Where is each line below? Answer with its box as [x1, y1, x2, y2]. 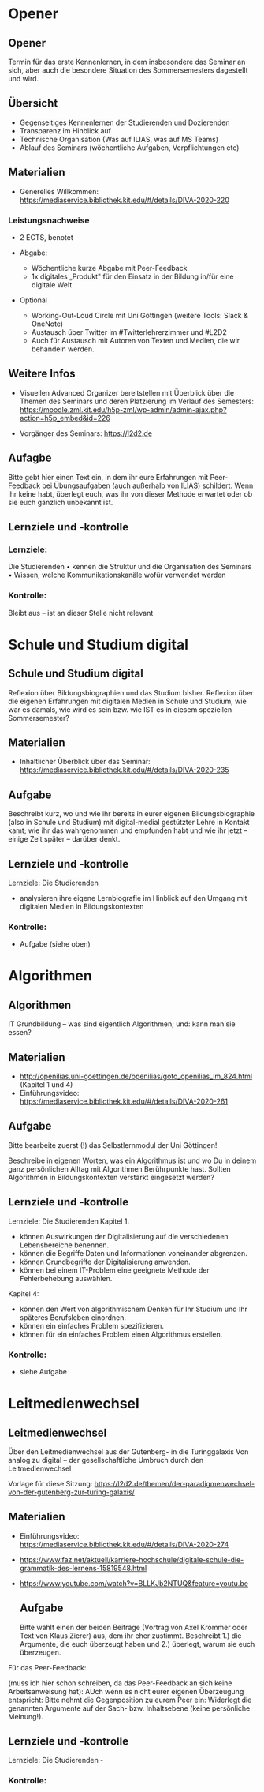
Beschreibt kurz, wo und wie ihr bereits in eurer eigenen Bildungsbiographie [8, 809, 255, 819]
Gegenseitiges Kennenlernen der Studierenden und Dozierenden [19, 118, 230, 127]
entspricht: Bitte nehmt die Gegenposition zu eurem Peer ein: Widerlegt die [8, 1695, 252, 1704]
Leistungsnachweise [8, 215, 90, 226]
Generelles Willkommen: [19, 186, 99, 196]
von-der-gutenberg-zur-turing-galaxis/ [8, 1487, 136, 1497]
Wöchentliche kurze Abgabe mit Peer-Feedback [31, 263, 188, 272]
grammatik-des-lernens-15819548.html [19, 1563, 147, 1573]
